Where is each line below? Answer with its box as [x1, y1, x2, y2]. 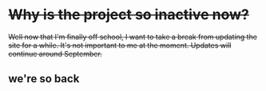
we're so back [8, 72, 80, 85]
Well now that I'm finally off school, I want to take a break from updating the [8, 32, 258, 42]
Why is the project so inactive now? [8, 6, 249, 24]
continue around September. [8, 49, 102, 58]
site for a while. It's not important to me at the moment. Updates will [8, 40, 232, 49]
